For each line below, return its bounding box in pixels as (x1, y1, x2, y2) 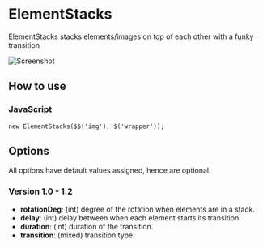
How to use (8, 79, 66, 93)
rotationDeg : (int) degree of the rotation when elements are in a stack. (19, 204, 255, 214)
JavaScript (8, 104, 53, 115)
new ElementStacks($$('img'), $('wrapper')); (8, 122, 164, 130)
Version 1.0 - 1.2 (8, 186, 73, 197)
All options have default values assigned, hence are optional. (8, 165, 211, 175)
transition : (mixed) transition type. (19, 230, 135, 240)
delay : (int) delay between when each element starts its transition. (19, 212, 241, 223)
